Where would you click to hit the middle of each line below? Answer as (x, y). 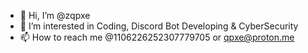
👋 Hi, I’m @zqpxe (55, 15)
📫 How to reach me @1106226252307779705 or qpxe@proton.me (157, 37)
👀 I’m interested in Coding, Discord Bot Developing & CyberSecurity (159, 26)
